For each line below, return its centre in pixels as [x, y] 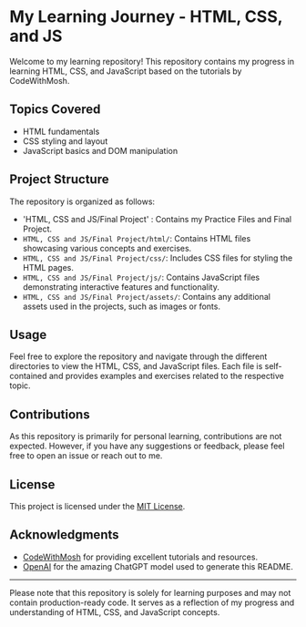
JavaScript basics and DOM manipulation [100, 150]
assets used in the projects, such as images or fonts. [122, 306]
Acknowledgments [65, 535]
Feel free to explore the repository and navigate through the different [138, 356]
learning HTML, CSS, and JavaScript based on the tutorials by [126, 71]
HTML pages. [48, 267]
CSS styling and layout [65, 141]
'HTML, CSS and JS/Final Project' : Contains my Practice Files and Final [157, 219]
